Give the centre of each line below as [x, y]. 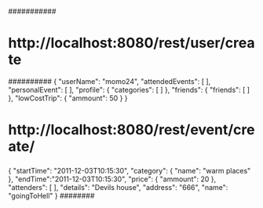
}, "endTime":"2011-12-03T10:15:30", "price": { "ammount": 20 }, [112, 179]
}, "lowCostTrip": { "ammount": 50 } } [68, 98]
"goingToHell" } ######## [51, 195]
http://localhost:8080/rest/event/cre [131, 130]
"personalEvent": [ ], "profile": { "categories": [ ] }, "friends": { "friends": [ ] [129, 89]
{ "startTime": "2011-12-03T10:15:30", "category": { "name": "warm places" [130, 170]
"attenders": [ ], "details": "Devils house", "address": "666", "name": [118, 187]
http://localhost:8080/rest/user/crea [131, 43]
